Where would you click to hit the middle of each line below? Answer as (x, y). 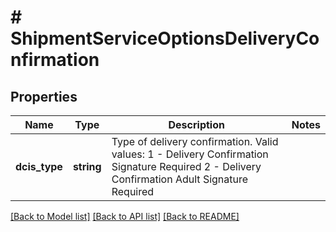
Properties (44, 96)
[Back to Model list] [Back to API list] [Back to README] (125, 216)
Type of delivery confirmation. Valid (195, 141)
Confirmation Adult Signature (180, 179)
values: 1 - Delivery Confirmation (190, 154)
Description (196, 124)
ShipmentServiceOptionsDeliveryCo (165, 38)
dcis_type (39, 166)
